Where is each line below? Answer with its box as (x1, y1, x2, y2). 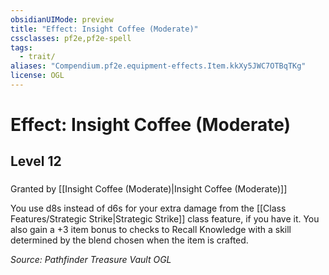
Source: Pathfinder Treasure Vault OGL (10, 254, 172, 266)
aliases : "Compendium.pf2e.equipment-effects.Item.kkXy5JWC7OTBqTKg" (10, 61, 307, 71)
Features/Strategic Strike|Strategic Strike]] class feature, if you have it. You (10, 213, 320, 225)
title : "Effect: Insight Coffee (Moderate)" (10, 24, 199, 34)
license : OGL (10, 71, 65, 81)
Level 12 (10, 153, 62, 170)
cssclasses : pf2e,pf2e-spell (10, 33, 132, 43)
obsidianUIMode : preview (10, 14, 114, 25)
